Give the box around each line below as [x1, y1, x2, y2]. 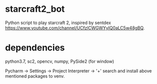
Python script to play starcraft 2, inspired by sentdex [5, 20, 111, 26]
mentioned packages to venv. [5, 73, 65, 79]
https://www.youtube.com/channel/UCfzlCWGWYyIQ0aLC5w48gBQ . [5, 25, 145, 30]
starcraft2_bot [5, 3, 65, 15]
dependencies [5, 42, 65, 54]
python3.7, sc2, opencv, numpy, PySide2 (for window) [5, 58, 114, 64]
